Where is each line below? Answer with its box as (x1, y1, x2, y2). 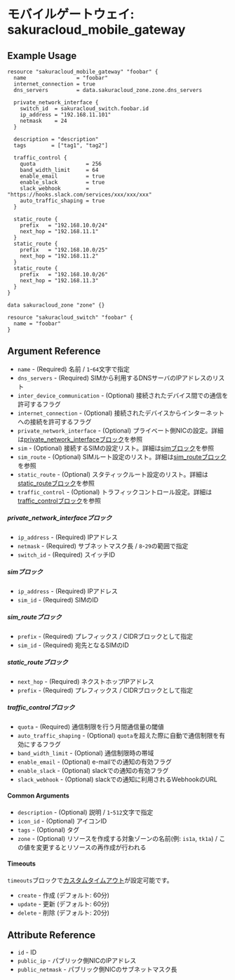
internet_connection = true (13, 81, 96, 88)
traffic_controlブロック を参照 (17, 496, 102, 505)
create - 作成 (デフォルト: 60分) (17, 891, 110, 899)
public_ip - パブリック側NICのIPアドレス (17, 956, 137, 965)
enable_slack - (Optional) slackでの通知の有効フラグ (17, 766, 169, 774)
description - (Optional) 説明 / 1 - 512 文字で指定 (17, 808, 154, 816)
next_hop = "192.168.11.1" (20, 228, 99, 235)
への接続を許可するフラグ (17, 417, 92, 425)
